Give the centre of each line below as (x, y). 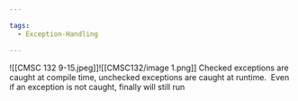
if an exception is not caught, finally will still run (97, 87)
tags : (19, 25)
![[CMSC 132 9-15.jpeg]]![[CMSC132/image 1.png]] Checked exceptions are (149, 68)
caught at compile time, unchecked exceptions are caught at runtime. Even (149, 77)
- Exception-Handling (58, 34)
